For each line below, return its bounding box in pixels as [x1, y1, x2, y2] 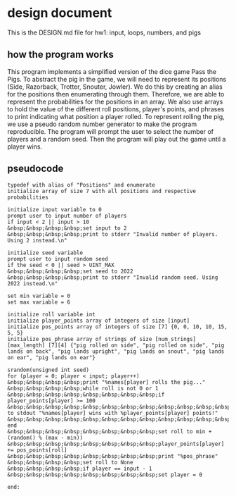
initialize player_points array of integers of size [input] [7, 317, 190, 324]
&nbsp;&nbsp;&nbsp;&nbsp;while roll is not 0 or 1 [7, 385, 159, 392]
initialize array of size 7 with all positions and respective [7, 187, 197, 194]
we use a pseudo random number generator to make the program [7, 120, 197, 128]
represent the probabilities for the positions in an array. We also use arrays [7, 97, 223, 106]
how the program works [7, 49, 114, 61]
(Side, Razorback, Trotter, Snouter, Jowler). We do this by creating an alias [7, 82, 223, 91]
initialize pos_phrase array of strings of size [7, 335, 152, 342]
